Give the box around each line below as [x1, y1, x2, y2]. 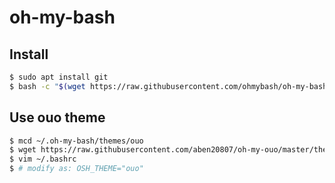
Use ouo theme [9, 109, 106, 126]
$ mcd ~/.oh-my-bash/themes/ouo [9, 136, 144, 146]
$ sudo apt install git [9, 72, 109, 82]
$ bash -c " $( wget [9, 81, 86, 91]
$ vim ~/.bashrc [9, 154, 77, 165]
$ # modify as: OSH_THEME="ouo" [9, 164, 144, 174]
